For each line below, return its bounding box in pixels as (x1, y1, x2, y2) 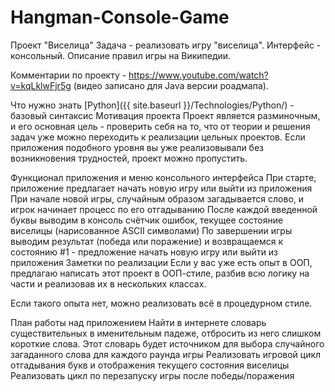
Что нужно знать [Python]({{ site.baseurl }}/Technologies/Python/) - (10, 99, 295, 111)
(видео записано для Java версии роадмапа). (73, 79, 269, 91)
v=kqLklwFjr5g (10, 79, 72, 91)
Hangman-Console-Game (10, 6, 230, 29)
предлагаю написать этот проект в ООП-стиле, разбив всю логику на (10, 267, 310, 279)
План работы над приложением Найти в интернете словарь (10, 316, 267, 328)
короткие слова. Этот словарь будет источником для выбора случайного (10, 337, 325, 350)
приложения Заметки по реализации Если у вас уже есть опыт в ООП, (10, 256, 313, 268)
